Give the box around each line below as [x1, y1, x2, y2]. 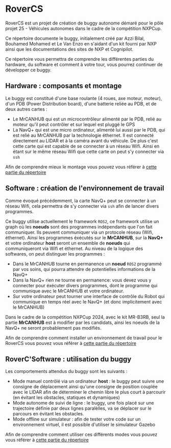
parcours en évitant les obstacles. [12, 411, 84, 417]
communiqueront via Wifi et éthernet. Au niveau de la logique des [5, 245, 143, 252]
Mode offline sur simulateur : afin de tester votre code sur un [12, 416, 141, 422]
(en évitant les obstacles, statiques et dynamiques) [12, 394, 120, 401]
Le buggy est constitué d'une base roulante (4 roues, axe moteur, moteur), [5, 95, 162, 101]
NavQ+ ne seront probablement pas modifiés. [5, 325, 102, 331]
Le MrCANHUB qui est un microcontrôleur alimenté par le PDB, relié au [12, 116, 162, 122]
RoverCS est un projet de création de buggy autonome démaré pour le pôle [5, 20, 164, 26]
